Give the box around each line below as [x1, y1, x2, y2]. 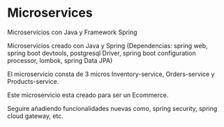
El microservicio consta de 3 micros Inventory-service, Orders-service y [7, 70, 215, 78]
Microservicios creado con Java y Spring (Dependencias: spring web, [7, 41, 208, 50]
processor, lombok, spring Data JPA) [7, 56, 113, 64]
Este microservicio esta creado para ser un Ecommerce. [7, 91, 169, 99]
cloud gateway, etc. [7, 112, 64, 120]
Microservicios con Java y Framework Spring [7, 28, 137, 36]
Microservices [7, 5, 93, 21]
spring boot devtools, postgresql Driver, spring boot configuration [7, 49, 197, 57]
